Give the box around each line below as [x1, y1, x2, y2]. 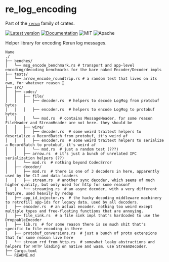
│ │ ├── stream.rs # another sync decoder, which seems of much [5, 178, 155, 183]
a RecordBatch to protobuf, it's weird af [5, 142, 96, 147]
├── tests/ [5, 72, 28, 77]
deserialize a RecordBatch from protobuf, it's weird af [5, 133, 128, 138]
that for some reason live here [5, 235, 73, 240]
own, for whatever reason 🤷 [5, 80, 65, 85]
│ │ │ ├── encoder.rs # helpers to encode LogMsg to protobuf [5, 107, 155, 112]
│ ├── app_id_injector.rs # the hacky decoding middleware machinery [5, 195, 162, 200]
